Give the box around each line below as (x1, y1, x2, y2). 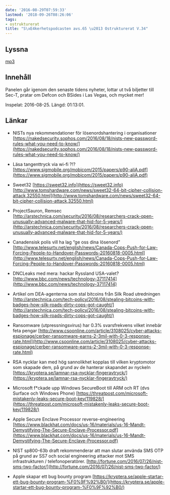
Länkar (5, 116, 28, 125)
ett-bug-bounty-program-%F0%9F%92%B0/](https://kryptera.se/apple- (12, 479, 165, 485)
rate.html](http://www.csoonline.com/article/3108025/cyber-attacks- (12, 338, 157, 344)
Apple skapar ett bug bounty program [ (12, 473, 95, 479)
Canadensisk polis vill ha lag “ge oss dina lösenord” (12, 239, 120, 245)
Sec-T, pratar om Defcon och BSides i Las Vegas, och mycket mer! (5, 92, 144, 98)
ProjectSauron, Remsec (12, 208, 62, 214)
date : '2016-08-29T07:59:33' (5, 7, 67, 13)
